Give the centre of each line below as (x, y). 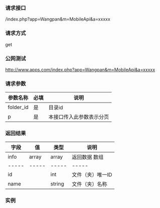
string (57, 184)
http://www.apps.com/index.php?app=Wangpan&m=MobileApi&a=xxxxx (80, 69)
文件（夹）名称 (89, 184)
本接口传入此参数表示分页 (79, 117)
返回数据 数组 (88, 157)
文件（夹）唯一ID (92, 175)
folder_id (18, 108)
